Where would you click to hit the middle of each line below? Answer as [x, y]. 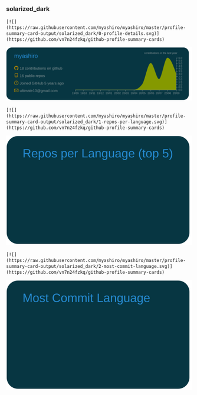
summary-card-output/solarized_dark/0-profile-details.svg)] [83, 34]
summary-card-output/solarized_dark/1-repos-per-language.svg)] [87, 122]
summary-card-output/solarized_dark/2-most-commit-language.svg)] [89, 267]
